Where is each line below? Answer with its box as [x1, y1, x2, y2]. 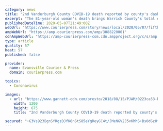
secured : [5, 119, 23, 124]
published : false [5, 52, 40, 57]
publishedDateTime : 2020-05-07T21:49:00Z [5, 20, 90, 26]
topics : [5, 79, 21, 84]
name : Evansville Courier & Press [9, 65, 79, 70]
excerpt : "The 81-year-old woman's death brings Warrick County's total [5, 16, 155, 21]
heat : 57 [5, 48, 23, 52]
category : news [5, 7, 36, 12]
